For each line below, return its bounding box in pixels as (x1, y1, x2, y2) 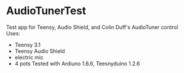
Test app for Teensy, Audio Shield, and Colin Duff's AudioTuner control (6, 24, 179, 31)
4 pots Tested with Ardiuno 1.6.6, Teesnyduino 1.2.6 (14, 60, 140, 67)
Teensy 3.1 (14, 41, 41, 48)
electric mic (14, 54, 44, 61)
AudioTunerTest (6, 4, 86, 18)
